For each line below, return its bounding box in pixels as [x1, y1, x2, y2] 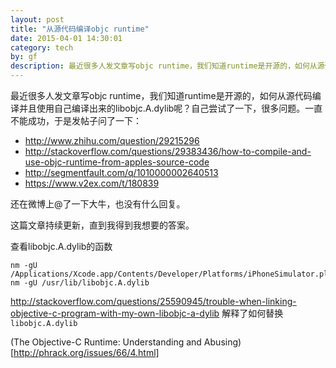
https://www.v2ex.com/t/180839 [24, 177, 160, 189]
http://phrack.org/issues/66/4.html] [13, 347, 160, 358]
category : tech [10, 42, 74, 53]
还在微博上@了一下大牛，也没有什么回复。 [10, 198, 186, 210]
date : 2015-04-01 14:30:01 [10, 33, 123, 43]
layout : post [10, 14, 65, 25]
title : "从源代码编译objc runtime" [10, 24, 150, 34]
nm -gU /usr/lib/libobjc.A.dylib [10, 278, 150, 288]
